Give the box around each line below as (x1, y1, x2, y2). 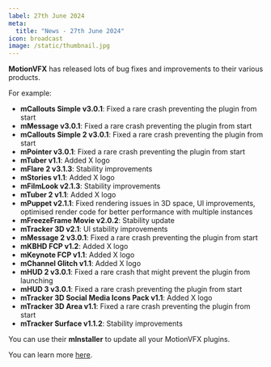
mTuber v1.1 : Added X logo (19, 155, 111, 166)
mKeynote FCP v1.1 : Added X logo (19, 250, 135, 259)
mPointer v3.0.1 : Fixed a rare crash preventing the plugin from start (19, 147, 245, 157)
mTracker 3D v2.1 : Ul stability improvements (19, 224, 168, 234)
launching (19, 276, 54, 285)
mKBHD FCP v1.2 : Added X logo (19, 242, 129, 251)
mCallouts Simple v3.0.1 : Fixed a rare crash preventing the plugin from (19, 104, 257, 114)
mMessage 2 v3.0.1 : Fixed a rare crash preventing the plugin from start (19, 233, 259, 243)
